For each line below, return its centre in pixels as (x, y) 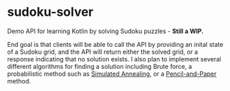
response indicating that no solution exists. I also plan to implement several (114, 59)
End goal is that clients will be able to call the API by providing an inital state (115, 44)
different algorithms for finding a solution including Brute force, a (100, 66)
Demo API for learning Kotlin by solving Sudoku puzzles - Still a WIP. (106, 31)
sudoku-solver (50, 12)
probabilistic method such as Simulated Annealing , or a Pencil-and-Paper (112, 74)
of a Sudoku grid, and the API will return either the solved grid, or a (103, 52)
